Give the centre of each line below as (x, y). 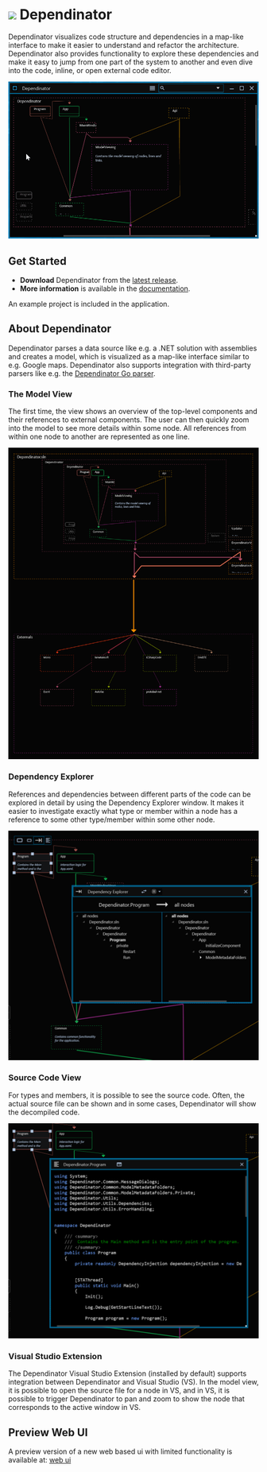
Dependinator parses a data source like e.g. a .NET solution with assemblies (133, 348)
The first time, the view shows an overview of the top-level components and (133, 412)
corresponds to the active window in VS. (75, 1408)
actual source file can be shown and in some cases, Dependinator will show (132, 1103)
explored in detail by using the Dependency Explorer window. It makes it (126, 802)
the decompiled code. (44, 1112)
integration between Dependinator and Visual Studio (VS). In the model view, (134, 1382)
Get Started (37, 261)
